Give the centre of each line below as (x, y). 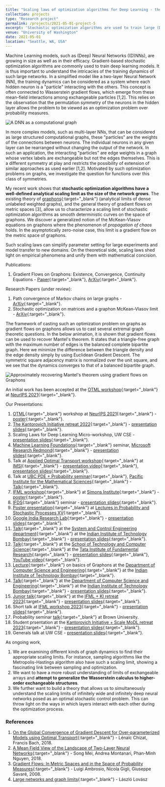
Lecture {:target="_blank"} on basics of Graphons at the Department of (84, 565)
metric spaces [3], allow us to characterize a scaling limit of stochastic (77, 209)
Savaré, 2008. (27, 774)
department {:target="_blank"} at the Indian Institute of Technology (80, 533)
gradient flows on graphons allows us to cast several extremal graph (75, 329)
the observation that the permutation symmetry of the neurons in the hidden (82, 102)
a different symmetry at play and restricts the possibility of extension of (78, 163)
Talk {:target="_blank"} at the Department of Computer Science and (81, 580)
